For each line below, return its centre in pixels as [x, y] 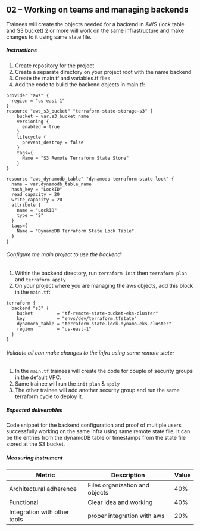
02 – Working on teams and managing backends [97, 10]
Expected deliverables [35, 410]
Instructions [22, 51]
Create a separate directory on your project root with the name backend [103, 72]
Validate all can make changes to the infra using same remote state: [90, 353]
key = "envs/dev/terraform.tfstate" [77, 318]
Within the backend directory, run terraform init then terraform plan [101, 273]
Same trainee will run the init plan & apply [67, 384]
